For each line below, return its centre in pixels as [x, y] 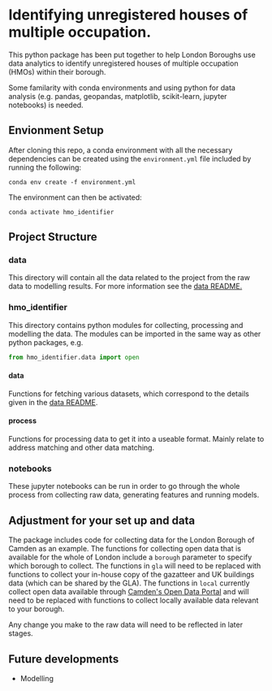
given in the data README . [53, 402]
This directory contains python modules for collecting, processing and [126, 325]
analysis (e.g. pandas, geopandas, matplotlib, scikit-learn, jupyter [118, 96]
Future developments [64, 659]
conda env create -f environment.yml [72, 182]
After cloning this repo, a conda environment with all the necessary [121, 150]
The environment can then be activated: [75, 197]
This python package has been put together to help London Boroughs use [132, 54]
